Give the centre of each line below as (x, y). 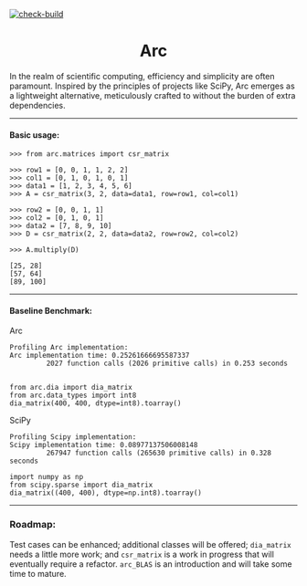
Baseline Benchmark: (51, 310)
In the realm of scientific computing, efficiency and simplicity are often (143, 76)
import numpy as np (47, 477)
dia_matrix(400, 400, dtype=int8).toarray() (95, 403)
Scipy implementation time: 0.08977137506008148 (104, 445)
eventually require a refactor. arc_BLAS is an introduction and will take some (151, 564)
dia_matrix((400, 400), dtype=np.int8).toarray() (106, 493)
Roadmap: (33, 525)
